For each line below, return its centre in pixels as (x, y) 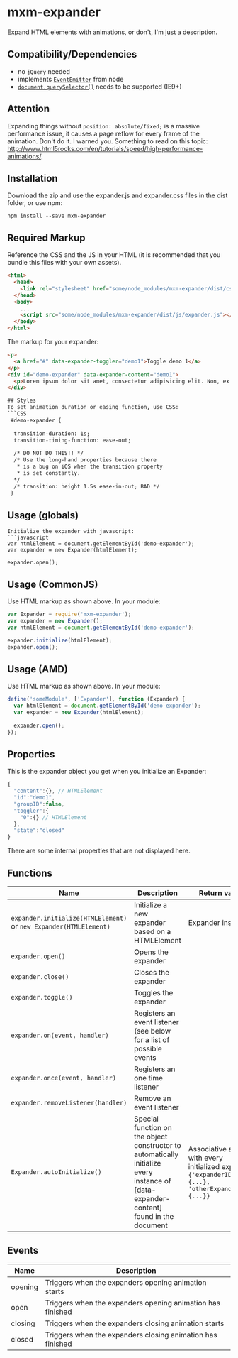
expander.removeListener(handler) (69, 1103)
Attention (28, 109)
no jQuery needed (44, 71)
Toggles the (153, 993)
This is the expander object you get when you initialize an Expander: (107, 772)
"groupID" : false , (39, 804)
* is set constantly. (49, 473)
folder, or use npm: (35, 203)
